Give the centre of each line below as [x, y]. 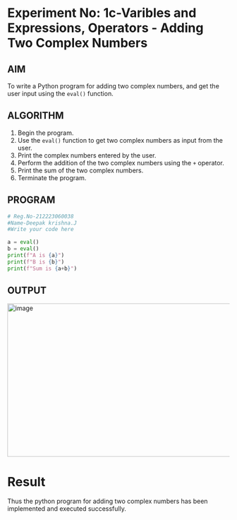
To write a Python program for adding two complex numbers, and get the [114, 86]
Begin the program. [45, 133]
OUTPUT [27, 291]
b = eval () [23, 249]
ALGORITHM [36, 116]
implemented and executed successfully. [67, 509]
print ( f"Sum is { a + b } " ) [42, 268]
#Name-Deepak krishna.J [42, 223]
